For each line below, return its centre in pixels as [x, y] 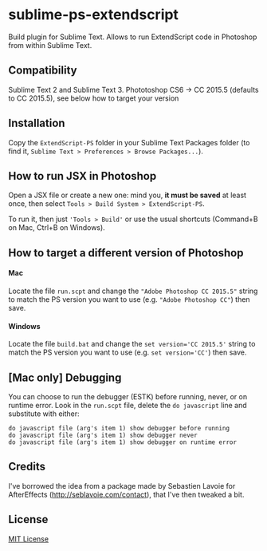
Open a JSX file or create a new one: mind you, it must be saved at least [128, 195]
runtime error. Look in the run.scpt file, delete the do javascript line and [128, 405]
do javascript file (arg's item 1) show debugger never [103, 435]
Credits [27, 467]
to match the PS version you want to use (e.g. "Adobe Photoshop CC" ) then [129, 299]
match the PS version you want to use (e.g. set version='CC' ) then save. [128, 352]
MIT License [29, 539]
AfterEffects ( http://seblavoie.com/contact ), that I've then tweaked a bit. [126, 494]
